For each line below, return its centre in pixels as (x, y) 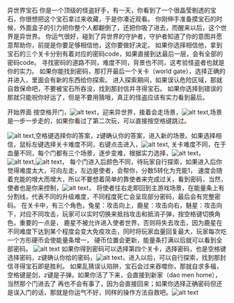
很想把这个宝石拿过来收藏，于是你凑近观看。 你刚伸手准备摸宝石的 (121, 19)
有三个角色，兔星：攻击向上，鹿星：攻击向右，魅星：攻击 (134, 205)
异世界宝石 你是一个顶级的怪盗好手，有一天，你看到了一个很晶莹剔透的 (109, 10)
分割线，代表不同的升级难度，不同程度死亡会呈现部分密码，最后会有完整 (111, 196)
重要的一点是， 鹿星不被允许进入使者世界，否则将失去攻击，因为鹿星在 (121, 223)
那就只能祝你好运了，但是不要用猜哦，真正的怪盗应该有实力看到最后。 (108, 97)
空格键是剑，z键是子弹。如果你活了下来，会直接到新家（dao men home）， (114, 275)
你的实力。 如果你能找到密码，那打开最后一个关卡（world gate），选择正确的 (116, 71)
